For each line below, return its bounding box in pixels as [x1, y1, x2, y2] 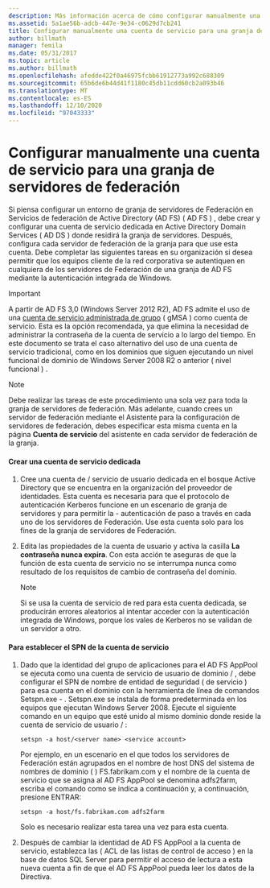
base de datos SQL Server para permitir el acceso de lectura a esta [19, 855, 243, 865]
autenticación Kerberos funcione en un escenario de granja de [19, 500, 227, 510]
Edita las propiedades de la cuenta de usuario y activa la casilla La [19, 541, 240, 551]
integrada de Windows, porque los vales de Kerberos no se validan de [19, 615, 253, 625]
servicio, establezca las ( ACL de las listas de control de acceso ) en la [19, 846, 254, 856]
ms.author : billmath [8, 64, 78, 72]
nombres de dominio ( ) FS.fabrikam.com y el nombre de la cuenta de [19, 766, 251, 777]
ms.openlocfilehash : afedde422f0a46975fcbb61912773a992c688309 [8, 72, 225, 80]
